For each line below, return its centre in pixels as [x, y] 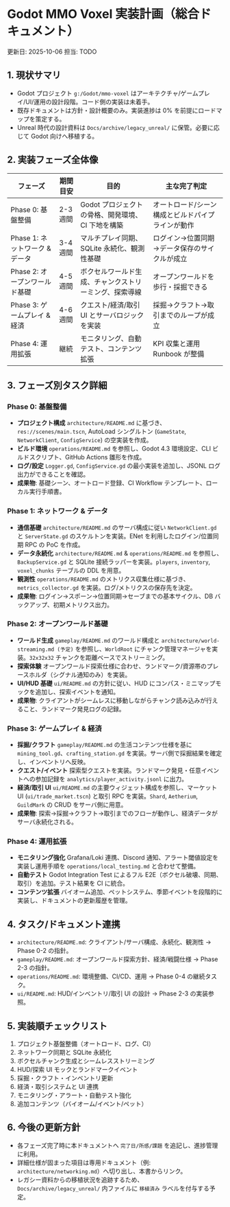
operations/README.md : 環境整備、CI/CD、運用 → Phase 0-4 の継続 [111, 976]
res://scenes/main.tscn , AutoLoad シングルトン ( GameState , [102, 432]
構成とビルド [174, 215]
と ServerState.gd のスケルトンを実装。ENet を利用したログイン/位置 [115, 536]
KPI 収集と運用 [177, 343]
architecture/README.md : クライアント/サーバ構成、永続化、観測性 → [114, 942]
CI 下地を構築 [102, 225]
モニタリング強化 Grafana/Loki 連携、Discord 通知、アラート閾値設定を [118, 858]
